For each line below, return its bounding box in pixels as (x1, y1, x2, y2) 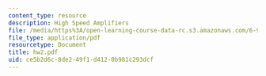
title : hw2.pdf (8, 48, 59, 56)
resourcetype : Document (8, 41, 87, 49)
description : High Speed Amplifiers (8, 19, 129, 27)
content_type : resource (8, 11, 87, 20)
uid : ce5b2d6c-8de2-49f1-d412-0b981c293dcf (8, 56, 154, 64)
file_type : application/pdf (8, 33, 101, 42)
